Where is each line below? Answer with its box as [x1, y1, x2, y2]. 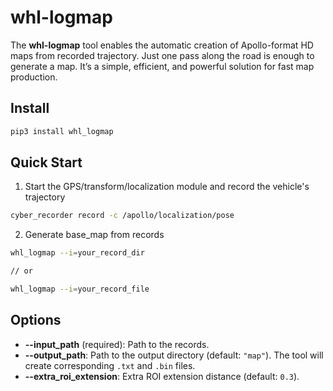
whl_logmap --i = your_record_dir [10, 248, 145, 258]
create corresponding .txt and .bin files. [24, 359, 196, 371]
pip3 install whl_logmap [10, 126, 114, 136]
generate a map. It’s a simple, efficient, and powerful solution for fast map [10, 60, 315, 72]
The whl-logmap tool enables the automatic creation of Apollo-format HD [10, 39, 314, 51]
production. [10, 71, 58, 83]
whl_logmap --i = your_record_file [10, 284, 150, 295]
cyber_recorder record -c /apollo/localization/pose [10, 211, 235, 221]
